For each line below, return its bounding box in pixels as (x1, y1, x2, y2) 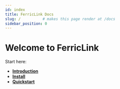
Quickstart (12, 79, 35, 85)
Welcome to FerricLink (5, 43, 99, 53)
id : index (5, 7, 26, 12)
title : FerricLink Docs (5, 12, 54, 17)
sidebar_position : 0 (5, 21, 48, 26)
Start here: (5, 59, 27, 65)
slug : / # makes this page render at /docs (5, 16, 116, 21)
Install (12, 74, 26, 80)
